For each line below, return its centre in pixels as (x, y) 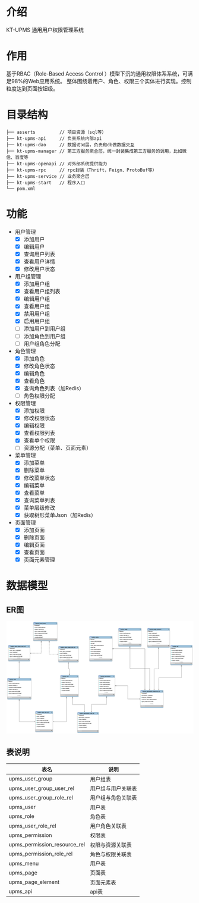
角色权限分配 (39, 396)
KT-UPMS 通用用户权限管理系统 (45, 30)
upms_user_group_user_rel (42, 788)
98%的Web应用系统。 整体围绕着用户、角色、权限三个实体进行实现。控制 (101, 81)
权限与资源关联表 (111, 845)
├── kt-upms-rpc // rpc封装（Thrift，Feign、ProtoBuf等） (82, 170)
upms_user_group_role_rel (41, 797)
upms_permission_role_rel (41, 854)
